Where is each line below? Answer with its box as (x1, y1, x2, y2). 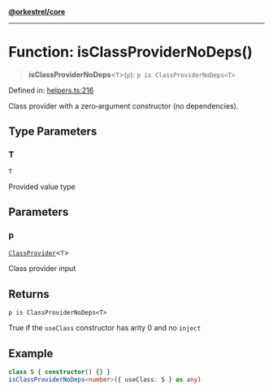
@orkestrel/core (8, 7, 66, 16)
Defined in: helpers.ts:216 (8, 85, 94, 95)
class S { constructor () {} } (8, 368, 111, 376)
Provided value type (8, 182, 76, 192)
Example (8, 347, 54, 360)
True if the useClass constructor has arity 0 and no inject (8, 323, 201, 333)
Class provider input (8, 264, 76, 274)
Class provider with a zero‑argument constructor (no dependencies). (8, 101, 239, 110)
